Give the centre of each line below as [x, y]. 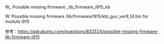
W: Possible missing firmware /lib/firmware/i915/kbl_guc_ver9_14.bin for [77, 16]
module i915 [17, 22]
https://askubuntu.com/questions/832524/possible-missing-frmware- [88, 31]
